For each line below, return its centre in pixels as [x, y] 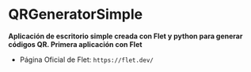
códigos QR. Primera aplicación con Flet [75, 44]
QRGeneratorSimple [76, 14]
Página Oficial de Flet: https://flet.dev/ [87, 59]
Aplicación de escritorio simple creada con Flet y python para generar [125, 36]
